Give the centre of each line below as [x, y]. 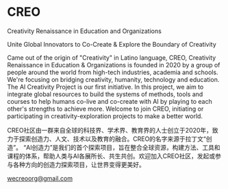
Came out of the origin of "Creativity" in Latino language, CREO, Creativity [112, 57]
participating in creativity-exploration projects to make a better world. [105, 116]
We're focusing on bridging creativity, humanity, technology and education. [113, 79]
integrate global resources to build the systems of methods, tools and [105, 94]
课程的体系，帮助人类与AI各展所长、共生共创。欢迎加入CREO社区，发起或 [111, 156]
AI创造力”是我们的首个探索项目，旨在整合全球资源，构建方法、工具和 [123, 147]
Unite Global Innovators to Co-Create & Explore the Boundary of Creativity [112, 44]
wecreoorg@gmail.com [40, 178]
